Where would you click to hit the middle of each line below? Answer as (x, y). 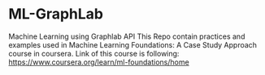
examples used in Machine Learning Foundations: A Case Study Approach (133, 44)
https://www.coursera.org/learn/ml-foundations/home (99, 62)
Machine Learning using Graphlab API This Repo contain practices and (127, 36)
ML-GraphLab (56, 14)
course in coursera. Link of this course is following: (94, 53)
